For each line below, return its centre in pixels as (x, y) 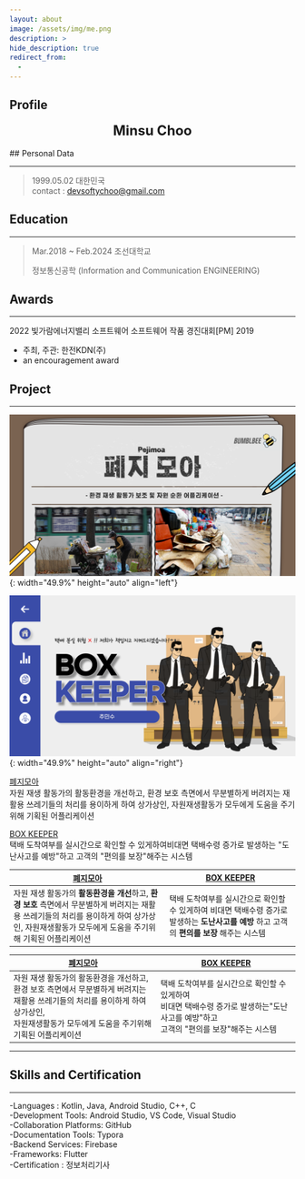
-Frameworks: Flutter (49, 1154)
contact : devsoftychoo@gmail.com (98, 190)
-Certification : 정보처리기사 (60, 1164)
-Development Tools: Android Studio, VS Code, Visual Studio (123, 1115)
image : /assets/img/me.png (60, 29)
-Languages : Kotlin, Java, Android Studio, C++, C (103, 1105)
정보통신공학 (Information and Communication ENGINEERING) (146, 270)
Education (39, 220)
